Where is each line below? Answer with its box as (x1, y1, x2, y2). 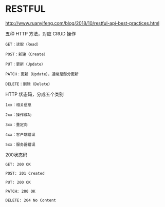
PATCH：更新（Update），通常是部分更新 (5, 71, 79, 77)
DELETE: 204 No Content (5, 198, 57, 203)
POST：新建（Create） (5, 52, 48, 57)
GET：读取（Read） (5, 42, 41, 47)
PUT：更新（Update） (5, 61, 45, 67)
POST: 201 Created (5, 171, 45, 176)
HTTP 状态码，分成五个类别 (5, 91, 64, 97)
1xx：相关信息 (5, 102, 32, 108)
